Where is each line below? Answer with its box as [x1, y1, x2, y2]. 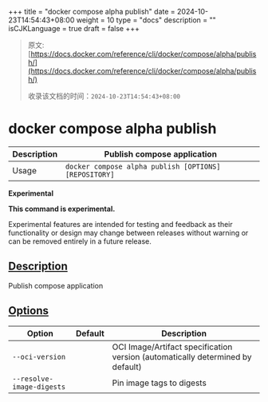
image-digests [12, 382, 66, 391]
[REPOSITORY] [65, 169, 115, 179]
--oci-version [12, 352, 66, 361]
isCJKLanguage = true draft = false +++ [8, 24, 140, 33]
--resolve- [12, 374, 53, 383]
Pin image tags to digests [112, 377, 207, 388]
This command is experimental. [8, 204, 116, 213]
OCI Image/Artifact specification [112, 341, 233, 352]
